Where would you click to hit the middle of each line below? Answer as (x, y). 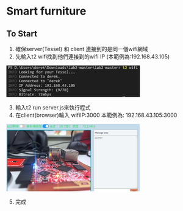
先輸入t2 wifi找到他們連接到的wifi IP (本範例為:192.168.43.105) (92, 57)
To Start (22, 34)
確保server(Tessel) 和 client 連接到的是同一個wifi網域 (81, 49)
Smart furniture (46, 11)
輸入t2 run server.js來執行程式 (53, 108)
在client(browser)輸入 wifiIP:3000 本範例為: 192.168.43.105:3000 (96, 115)
